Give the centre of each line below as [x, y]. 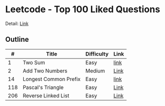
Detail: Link [17, 23]
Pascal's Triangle [43, 87]
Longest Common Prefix [52, 79]
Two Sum [34, 62]
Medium [95, 71]
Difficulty [97, 54]
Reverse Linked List [46, 95]
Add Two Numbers [45, 71]
